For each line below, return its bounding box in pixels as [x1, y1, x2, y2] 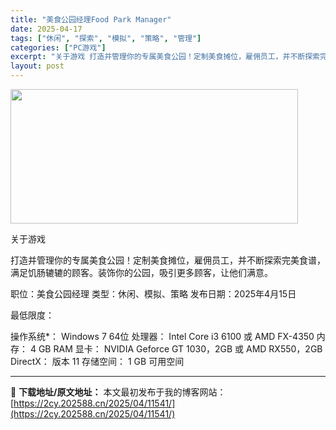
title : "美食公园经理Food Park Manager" [10, 14, 172, 25]
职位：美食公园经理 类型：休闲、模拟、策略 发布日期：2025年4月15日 [10, 288, 297, 300]
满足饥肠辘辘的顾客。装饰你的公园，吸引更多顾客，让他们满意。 [10, 267, 273, 278]
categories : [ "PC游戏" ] [10, 42, 107, 53]
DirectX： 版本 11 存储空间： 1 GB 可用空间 [10, 356, 185, 367]
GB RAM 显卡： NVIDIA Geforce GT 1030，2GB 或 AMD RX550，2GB [38, 343, 323, 355]
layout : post [10, 61, 65, 71]
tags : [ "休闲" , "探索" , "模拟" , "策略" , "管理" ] [10, 33, 202, 43]
